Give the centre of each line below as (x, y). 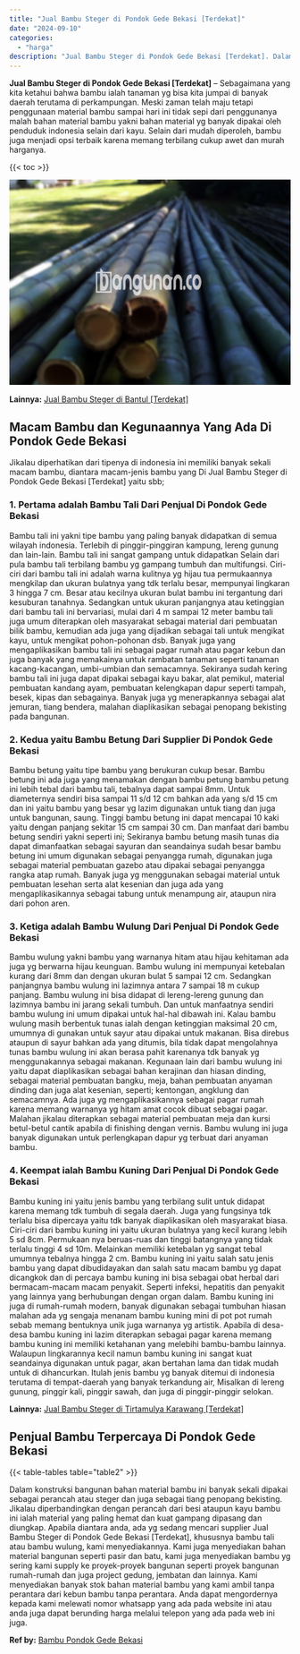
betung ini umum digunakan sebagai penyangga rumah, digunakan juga (141, 856)
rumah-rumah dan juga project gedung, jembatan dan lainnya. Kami (133, 1575)
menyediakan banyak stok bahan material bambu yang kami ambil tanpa (142, 1585)
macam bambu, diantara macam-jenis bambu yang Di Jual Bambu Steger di (148, 472)
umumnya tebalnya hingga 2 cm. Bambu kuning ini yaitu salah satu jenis (142, 1258)
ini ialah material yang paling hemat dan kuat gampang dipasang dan (136, 1518)
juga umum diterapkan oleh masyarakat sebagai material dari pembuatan (143, 621)
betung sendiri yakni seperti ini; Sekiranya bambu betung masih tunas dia (144, 837)
